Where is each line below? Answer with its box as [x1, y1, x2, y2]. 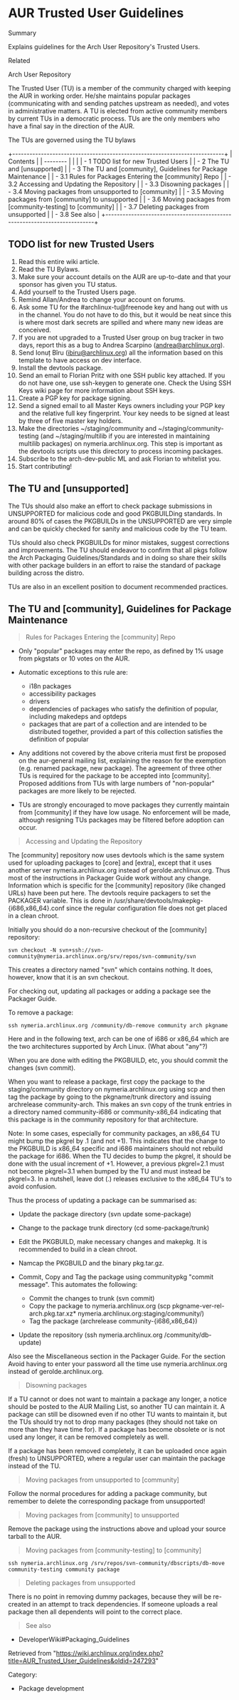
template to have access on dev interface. [18, 355, 142, 365]
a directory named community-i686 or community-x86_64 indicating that [8, 1108, 222, 1116]
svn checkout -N [8, 947, 56, 954]
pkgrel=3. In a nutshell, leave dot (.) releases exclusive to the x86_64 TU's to [8, 1175, 232, 1184]
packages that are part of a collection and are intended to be [28, 720, 207, 728]
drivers [28, 697, 51, 706]
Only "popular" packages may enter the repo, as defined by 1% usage [18, 647, 223, 656]
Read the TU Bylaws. [18, 265, 80, 273]
